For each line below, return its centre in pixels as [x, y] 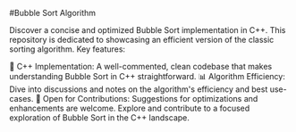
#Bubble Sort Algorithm [53, 13]
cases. [21, 99]
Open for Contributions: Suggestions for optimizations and [151, 99]
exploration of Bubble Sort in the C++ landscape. [100, 118]
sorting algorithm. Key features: [68, 49]
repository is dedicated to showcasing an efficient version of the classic [142, 40]
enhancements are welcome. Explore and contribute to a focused [130, 108]
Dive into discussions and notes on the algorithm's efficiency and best [139, 89]
